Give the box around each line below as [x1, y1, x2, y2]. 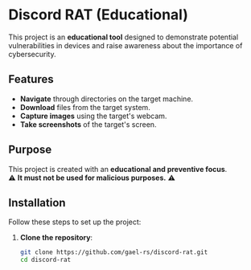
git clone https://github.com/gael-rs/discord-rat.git [19, 248, 208, 256]
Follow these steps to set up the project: [8, 217, 142, 227]
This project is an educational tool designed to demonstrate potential [8, 32, 239, 42]
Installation [8, 195, 66, 210]
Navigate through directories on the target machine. [19, 94, 194, 104]
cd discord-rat [19, 256, 72, 264]
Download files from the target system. [19, 102, 150, 112]
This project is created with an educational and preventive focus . [8, 164, 228, 174]
